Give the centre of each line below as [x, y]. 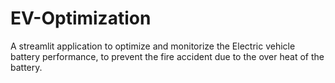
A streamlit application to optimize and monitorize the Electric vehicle [153, 46]
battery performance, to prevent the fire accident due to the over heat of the [167, 56]
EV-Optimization [81, 18]
